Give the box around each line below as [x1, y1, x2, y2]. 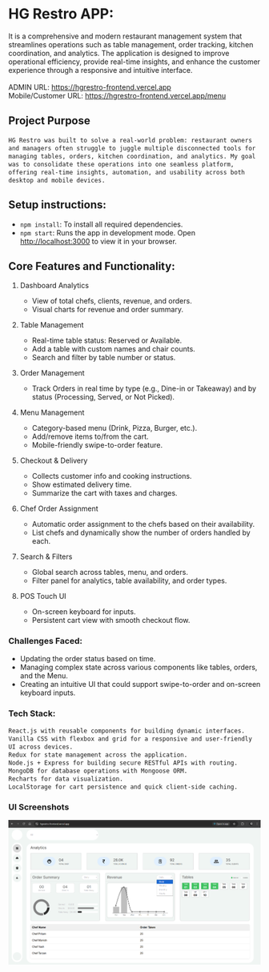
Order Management [19, 368, 86, 378]
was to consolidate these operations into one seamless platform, [8, 160, 235, 168]
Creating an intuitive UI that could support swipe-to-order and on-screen [19, 679, 261, 689]
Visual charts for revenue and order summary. [31, 305, 184, 315]
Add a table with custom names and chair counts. [31, 344, 196, 354]
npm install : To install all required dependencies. [19, 219, 183, 229]
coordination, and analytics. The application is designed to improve [8, 48, 230, 58]
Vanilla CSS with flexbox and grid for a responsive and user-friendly [8, 734, 252, 743]
